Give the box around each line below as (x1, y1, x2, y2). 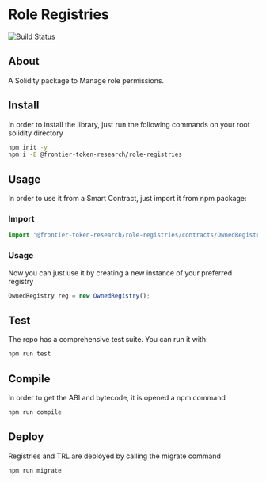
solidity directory (8, 128, 63, 138)
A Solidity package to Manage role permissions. (8, 75, 165, 85)
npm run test (8, 350, 51, 358)
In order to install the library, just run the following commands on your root (8, 120, 251, 129)
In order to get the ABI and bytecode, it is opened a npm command (8, 393, 226, 402)
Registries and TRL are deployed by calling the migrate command (8, 451, 222, 461)
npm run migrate (8, 466, 62, 474)
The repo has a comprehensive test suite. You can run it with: (8, 335, 208, 344)
